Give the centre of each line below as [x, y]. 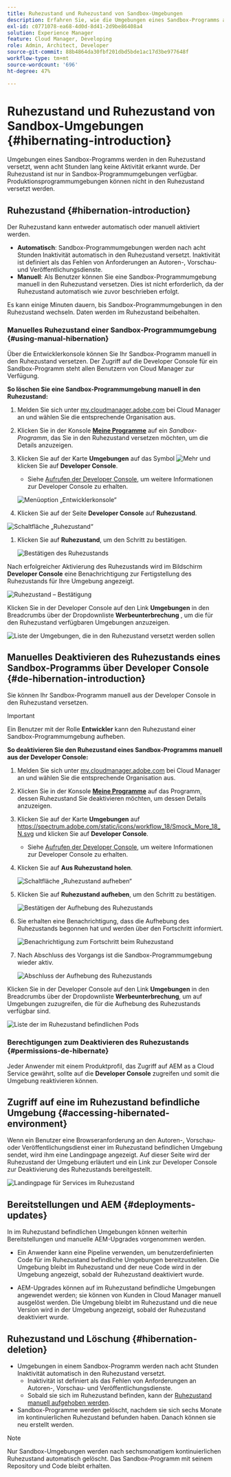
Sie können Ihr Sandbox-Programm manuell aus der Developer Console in [112, 695]
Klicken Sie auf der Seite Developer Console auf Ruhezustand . [107, 513]
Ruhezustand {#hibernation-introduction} [99, 210]
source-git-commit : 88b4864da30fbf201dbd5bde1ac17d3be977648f [98, 52]
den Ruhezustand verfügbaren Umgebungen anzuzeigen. [89, 622]
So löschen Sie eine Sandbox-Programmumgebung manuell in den [104, 389]
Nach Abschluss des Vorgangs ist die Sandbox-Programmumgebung [114, 955]
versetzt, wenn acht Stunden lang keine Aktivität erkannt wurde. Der [104, 167]
